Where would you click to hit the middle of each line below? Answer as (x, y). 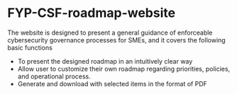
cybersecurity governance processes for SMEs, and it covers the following (116, 40)
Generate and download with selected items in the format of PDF (112, 83)
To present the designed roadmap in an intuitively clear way (105, 61)
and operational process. (54, 76)
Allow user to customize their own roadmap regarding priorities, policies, (124, 69)
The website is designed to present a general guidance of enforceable (110, 33)
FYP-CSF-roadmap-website (92, 13)
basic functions (30, 47)
